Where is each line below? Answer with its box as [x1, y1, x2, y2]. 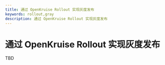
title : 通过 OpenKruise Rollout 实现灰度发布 [5, 7, 95, 12]
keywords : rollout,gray [5, 12, 54, 17]
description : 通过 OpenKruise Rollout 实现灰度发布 [5, 16, 108, 21]
